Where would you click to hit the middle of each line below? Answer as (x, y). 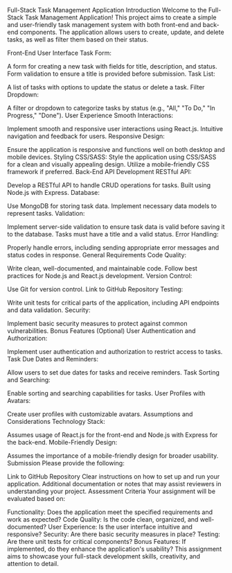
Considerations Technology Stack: (56, 421)
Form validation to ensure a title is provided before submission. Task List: (111, 74)
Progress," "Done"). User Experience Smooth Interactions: (90, 115)
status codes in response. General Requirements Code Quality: (97, 255)
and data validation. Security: (49, 310)
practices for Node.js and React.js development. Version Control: (100, 276)
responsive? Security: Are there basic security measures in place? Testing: (114, 534)
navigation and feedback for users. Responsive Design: (86, 136)
